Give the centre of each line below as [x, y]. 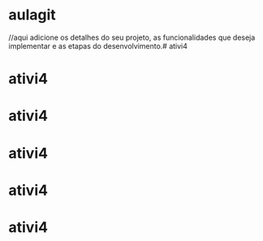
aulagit [32, 15]
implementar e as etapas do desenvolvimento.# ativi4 [98, 45]
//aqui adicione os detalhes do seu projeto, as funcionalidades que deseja [132, 37]
